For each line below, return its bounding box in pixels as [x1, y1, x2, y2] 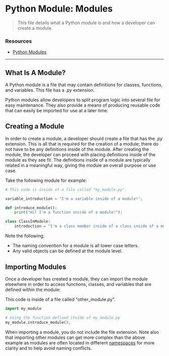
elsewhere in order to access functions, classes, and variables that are [5, 281, 152, 287]
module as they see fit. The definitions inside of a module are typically [5, 157, 151, 163]
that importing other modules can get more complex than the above [5, 334, 145, 340]
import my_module [5, 306, 42, 311]
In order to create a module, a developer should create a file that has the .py [5, 135, 163, 141]
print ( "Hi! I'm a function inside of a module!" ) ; [14, 210, 123, 215]
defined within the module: [5, 287, 61, 293]
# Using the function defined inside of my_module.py [5, 315, 121, 320]
